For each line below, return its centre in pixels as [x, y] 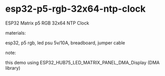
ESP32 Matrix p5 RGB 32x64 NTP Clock [47, 23]
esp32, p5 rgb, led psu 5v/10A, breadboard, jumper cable [65, 43]
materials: [16, 33]
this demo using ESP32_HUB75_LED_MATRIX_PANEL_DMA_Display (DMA [82, 62]
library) [13, 68]
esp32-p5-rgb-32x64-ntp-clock [76, 9]
